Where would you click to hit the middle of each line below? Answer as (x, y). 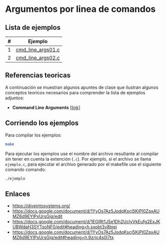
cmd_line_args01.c (38, 50)
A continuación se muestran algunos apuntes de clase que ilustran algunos (82, 87)
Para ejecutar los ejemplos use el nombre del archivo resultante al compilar (82, 153)
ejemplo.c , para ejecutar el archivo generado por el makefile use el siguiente (83, 164)
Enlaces (18, 194)
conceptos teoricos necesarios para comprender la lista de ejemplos (75, 92)
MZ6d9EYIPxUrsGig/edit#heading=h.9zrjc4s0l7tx (63, 238)
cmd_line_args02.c (38, 58)
